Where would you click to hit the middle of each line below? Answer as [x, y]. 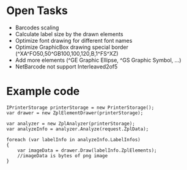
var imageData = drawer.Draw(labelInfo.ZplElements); [87, 150]
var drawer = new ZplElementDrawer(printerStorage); [75, 113]
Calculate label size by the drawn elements [69, 34]
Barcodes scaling [37, 28]
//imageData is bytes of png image [63, 156]
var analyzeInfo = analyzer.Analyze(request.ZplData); [78, 129]
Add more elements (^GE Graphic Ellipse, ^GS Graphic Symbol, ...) [98, 60]
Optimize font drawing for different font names [74, 40]
